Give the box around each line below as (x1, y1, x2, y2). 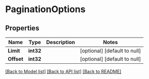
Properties (5, 24, 40, 32)
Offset (8, 56, 24, 62)
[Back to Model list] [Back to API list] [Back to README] (5, 68, 122, 74)
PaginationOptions (5, 4, 86, 15)
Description (46, 39, 75, 46)
